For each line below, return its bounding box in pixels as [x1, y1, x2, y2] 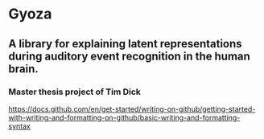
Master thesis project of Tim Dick [8, 86, 141, 97]
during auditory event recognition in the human [8, 49, 251, 63]
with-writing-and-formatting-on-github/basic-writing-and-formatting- [8, 112, 241, 122]
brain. [8, 62, 39, 76]
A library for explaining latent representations [8, 37, 243, 51]
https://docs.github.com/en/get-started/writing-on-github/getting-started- [8, 104, 256, 113]
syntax [8, 121, 31, 131]
